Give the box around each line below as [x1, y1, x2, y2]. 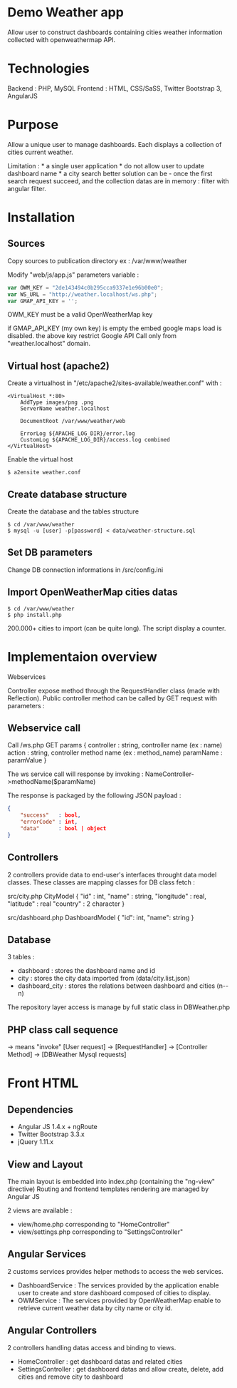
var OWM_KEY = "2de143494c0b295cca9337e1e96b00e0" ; [7, 284, 164, 291]
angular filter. [7, 184, 46, 193]
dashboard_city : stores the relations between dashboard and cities [17, 981, 216, 990]
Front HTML [7, 1075, 79, 1091]
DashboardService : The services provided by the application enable [17, 1281, 219, 1290]
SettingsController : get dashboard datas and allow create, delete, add [17, 1364, 224, 1373]
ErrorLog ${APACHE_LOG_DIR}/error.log [20, 430, 135, 437]
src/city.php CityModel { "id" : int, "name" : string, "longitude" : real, [7, 892, 206, 900]
